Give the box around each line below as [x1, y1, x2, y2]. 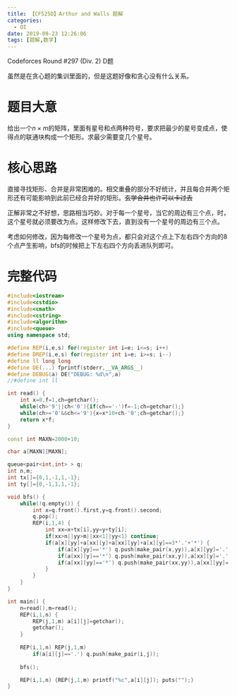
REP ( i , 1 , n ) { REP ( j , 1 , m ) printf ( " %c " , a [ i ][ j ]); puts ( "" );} [20, 676, 194, 683]
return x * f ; [20, 416, 55, 424]
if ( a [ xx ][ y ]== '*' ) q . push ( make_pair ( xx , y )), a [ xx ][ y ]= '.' [57, 552, 229, 560]
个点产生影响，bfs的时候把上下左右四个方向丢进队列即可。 [7, 241, 178, 249]
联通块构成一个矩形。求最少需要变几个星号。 [25, 133, 156, 141]
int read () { [7, 390, 46, 397]
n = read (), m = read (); [20, 604, 78, 611]
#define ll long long [7, 357, 71, 364]
